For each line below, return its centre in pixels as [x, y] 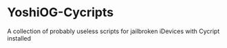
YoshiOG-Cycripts [61, 13]
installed [19, 38]
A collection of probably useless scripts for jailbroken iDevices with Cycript [113, 31]
